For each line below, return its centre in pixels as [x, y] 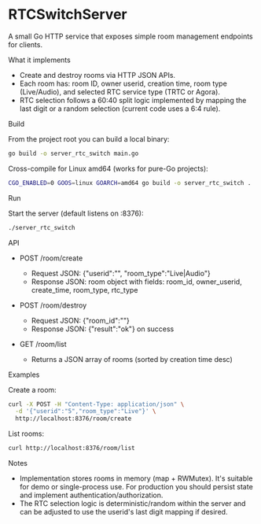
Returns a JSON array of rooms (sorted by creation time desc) [132, 359]
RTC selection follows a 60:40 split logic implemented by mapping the [133, 100]
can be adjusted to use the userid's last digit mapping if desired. [123, 512]
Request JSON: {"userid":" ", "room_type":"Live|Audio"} [121, 273]
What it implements [39, 60]
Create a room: [32, 389]
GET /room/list [43, 344]
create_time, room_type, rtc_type [85, 290]
